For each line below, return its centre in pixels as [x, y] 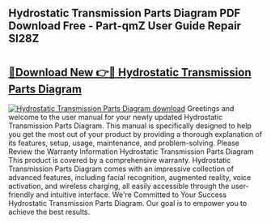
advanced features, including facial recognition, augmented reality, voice [130, 177]
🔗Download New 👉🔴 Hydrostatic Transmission [130, 72]
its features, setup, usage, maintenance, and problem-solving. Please [124, 143]
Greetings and [211, 108]
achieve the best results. [49, 212]
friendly [21, 195]
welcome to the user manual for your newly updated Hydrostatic [116, 117]
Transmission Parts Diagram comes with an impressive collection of [121, 169]
